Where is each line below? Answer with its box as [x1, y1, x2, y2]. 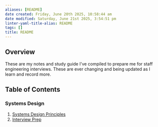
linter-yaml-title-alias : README [5, 21, 73, 26]
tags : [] [5, 25, 23, 30]
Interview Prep [12, 116, 42, 122]
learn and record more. [5, 71, 51, 77]
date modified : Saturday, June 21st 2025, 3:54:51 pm [5, 16, 117, 21]
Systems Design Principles [12, 111, 66, 117]
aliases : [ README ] [5, 7, 42, 12]
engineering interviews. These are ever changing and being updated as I [5, 66, 151, 72]
